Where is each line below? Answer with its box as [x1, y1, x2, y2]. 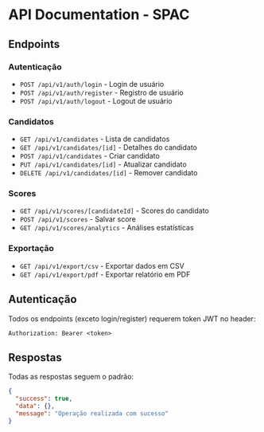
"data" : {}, [15, 403, 56, 410]
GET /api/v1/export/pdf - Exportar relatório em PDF [19, 269, 191, 279]
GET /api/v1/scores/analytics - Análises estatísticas [19, 223, 194, 233]
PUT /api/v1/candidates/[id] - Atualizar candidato [19, 159, 187, 169]
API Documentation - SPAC [8, 6, 190, 24]
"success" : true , [15, 395, 73, 403]
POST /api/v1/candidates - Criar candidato [19, 151, 161, 161]
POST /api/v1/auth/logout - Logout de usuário [19, 96, 173, 105]
